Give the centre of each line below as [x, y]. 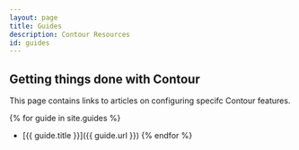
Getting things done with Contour [105, 79]
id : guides [30, 43]
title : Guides [36, 26]
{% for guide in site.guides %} [65, 119]
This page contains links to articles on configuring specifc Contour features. [150, 101]
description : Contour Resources [70, 34]
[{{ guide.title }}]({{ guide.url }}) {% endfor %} [107, 136]
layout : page [34, 18]
